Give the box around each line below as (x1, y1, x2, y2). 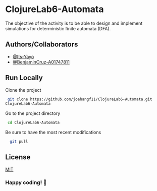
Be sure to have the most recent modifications (5, 130, 101, 136)
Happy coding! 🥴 (5, 179, 47, 186)
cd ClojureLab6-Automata (7, 120, 60, 125)
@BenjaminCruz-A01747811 (12, 59, 70, 65)
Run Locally (5, 74, 43, 82)
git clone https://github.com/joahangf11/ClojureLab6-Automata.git (7, 97, 152, 102)
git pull (10, 139, 28, 144)
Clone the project (5, 87, 41, 93)
